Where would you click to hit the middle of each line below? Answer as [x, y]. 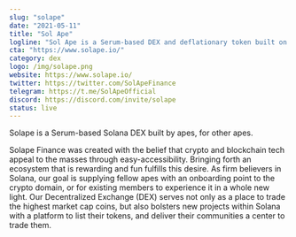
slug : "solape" [37, 17]
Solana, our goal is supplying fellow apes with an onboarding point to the [142, 179]
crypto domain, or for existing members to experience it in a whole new [140, 187]
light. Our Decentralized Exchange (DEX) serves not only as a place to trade [148, 197]
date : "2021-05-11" [45, 26]
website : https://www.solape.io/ [71, 75]
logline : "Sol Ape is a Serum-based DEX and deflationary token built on [148, 42]
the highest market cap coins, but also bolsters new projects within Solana [145, 206]
